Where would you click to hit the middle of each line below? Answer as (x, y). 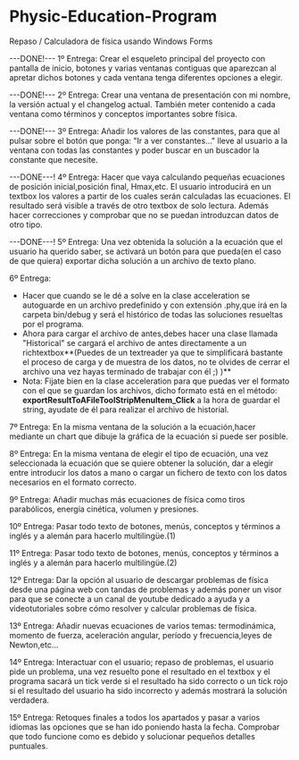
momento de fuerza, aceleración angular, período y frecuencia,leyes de (141, 635)
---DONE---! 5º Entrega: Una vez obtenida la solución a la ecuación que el (146, 241)
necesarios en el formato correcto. (73, 482)
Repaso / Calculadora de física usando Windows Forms (111, 41)
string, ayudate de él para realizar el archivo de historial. (125, 410)
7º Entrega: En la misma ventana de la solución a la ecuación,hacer (133, 426)
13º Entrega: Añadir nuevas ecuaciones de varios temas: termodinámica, (143, 625)
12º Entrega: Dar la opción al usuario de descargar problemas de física (139, 579)
